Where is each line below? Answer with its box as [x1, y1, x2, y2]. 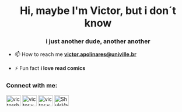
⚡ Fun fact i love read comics [14, 65, 86, 72]
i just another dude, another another [45, 37, 150, 45]
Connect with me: [6, 82, 58, 90]
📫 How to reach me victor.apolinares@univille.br [14, 51, 137, 58]
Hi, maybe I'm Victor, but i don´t [19, 4, 177, 17]
